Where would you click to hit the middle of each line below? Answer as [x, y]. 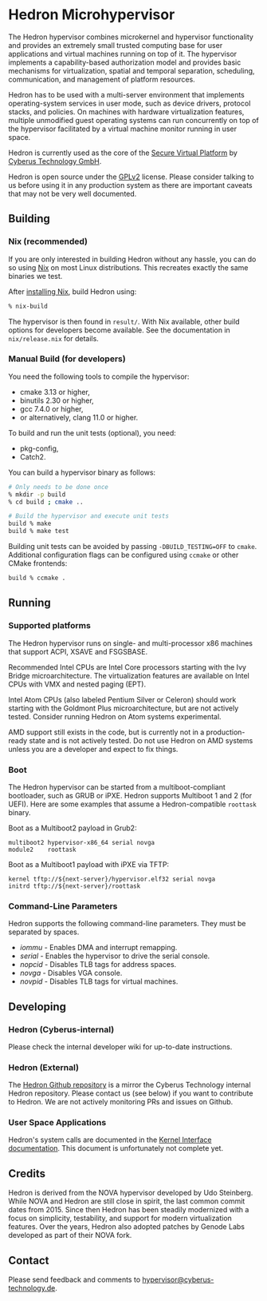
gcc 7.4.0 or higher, [51, 408]
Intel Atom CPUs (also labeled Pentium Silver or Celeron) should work [122, 699]
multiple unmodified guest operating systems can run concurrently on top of [133, 120]
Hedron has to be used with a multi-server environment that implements [126, 94]
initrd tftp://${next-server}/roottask [75, 886]
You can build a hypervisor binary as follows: [82, 472]
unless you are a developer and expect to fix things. [93, 749]
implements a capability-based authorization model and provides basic [125, 62]
